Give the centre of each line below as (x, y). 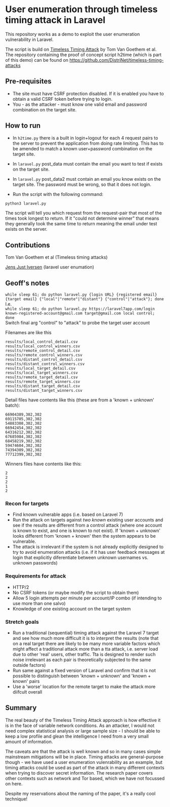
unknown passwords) (35, 563)
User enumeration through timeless (81, 9)
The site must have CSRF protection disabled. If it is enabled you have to (88, 93)
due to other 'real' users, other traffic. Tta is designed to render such (84, 654)
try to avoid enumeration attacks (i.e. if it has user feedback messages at (89, 552)
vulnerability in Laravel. (29, 39)
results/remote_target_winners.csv (43, 382)
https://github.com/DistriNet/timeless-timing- (117, 60)
